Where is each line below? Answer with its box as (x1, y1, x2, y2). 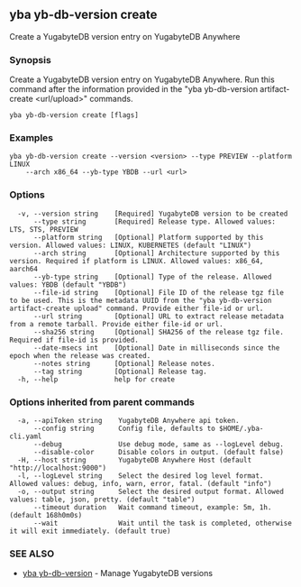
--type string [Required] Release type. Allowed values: (32, 216, 277, 226)
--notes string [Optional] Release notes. (32, 359, 216, 368)
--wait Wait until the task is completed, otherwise (32, 518, 293, 527)
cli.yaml (9, 432, 42, 441)
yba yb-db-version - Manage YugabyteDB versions (22, 568, 214, 579)
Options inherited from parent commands (9, 396, 196, 408)
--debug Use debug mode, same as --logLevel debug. (32, 440, 284, 449)
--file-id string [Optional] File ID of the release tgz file (32, 288, 284, 297)
